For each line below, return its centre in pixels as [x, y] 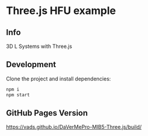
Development [31, 64]
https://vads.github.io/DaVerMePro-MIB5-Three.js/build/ [74, 127]
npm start [18, 95]
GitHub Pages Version [47, 113]
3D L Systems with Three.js [39, 46]
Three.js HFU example [61, 11]
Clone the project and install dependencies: [58, 79]
